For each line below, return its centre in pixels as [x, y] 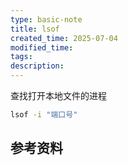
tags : [21, 57]
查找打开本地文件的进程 [58, 95]
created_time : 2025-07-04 [64, 38]
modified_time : [42, 47]
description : [37, 66]
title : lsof [35, 29]
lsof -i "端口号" [44, 115]
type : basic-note [46, 19]
